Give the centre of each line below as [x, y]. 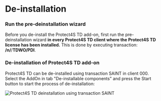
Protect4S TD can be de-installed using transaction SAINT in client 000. [77, 73]
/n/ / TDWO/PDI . [20, 50]
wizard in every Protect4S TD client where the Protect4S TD [94, 40]
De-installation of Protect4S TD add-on [52, 63]
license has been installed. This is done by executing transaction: [71, 45]
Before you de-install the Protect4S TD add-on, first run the [65, 34]
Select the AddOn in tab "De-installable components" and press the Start [78, 78]
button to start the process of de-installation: [50, 84]
